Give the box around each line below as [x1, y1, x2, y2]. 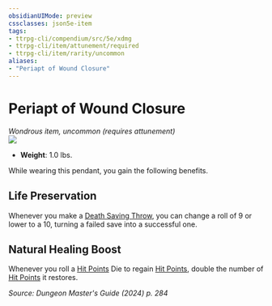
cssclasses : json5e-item [8, 19, 92, 28]
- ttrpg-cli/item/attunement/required [8, 42, 139, 50]
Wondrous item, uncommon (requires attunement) [8, 126, 176, 136]
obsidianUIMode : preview [8, 11, 92, 20]
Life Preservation [8, 189, 97, 203]
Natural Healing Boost [8, 242, 121, 256]
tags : [8, 27, 27, 35]
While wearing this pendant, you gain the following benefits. [8, 165, 209, 175]
